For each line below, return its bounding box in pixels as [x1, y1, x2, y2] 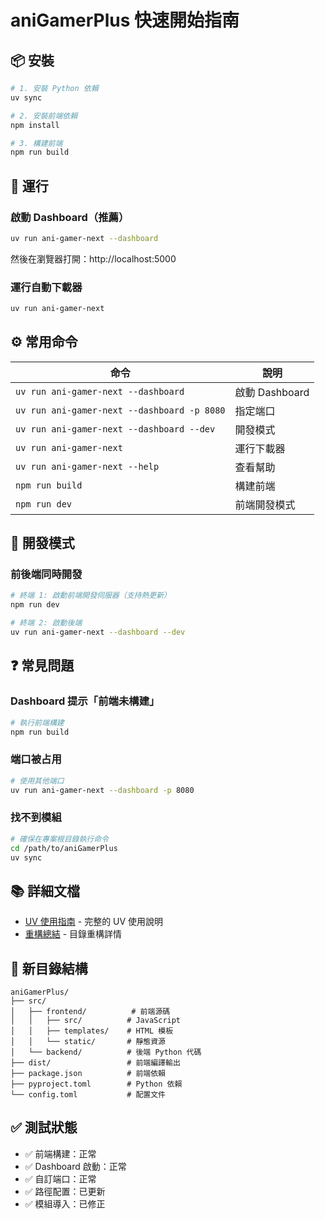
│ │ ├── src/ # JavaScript [10, 1016, 182, 1026]
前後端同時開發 [10, 567, 83, 581]
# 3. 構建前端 [10, 138, 63, 148]
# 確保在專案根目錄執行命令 [10, 834, 110, 844]
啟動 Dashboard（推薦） [10, 210, 130, 224]
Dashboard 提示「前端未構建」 [10, 694, 160, 708]
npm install [10, 120, 60, 130]
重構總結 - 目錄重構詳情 [24, 928, 123, 940]
